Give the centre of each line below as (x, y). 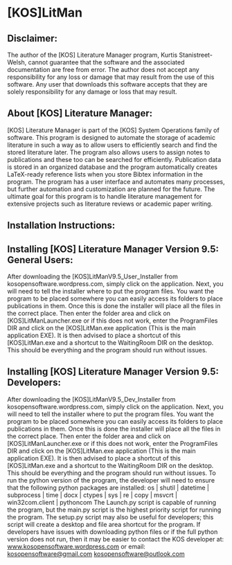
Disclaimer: (32, 38)
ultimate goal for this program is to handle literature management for (105, 196)
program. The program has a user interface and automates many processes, (116, 181)
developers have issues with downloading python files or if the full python (113, 532)
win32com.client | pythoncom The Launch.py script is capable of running (112, 502)
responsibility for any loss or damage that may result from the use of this (111, 77)
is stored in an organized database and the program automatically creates (113, 167)
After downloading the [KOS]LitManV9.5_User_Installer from (92, 277)
